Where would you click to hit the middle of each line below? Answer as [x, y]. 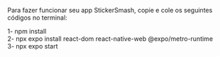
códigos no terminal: [37, 18]
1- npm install [27, 31]
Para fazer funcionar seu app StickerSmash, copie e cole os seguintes [110, 10]
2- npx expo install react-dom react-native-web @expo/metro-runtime [110, 39]
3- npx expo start [33, 46]
